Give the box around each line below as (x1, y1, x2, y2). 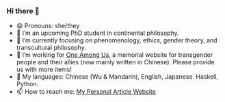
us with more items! (16, 65, 72, 74)
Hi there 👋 (6, 6, 40, 16)
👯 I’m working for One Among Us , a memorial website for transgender (16, 51, 213, 59)
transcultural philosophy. (16, 44, 87, 52)
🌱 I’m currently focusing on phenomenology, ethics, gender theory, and (16, 36, 217, 44)
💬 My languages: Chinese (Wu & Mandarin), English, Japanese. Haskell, (16, 73, 219, 81)
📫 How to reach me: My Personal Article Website (16, 88, 157, 96)
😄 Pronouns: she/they (16, 22, 80, 30)
